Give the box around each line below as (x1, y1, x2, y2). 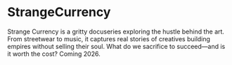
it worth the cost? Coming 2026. (7, 50, 101, 58)
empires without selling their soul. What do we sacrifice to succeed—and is (7, 42, 226, 50)
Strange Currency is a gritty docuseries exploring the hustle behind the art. (7, 27, 225, 36)
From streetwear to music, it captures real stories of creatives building (7, 34, 211, 43)
